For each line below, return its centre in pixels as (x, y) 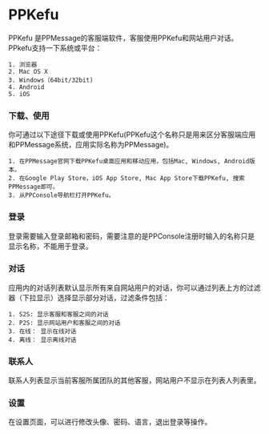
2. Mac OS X (28, 71)
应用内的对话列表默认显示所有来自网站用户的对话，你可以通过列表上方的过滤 (134, 287)
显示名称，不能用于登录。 (50, 246)
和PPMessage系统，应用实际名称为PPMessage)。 (91, 145)
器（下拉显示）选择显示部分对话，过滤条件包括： (89, 297)
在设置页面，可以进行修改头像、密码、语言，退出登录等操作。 (110, 422)
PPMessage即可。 (34, 187)
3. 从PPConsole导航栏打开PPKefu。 (62, 195)
